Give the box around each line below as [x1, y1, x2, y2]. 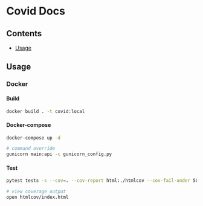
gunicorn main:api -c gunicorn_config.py [6, 151, 112, 158]
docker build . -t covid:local [6, 108, 85, 114]
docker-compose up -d [6, 135, 61, 141]
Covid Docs [6, 4, 65, 18]
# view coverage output [6, 188, 66, 195]
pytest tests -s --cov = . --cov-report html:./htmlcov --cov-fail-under [6, 178, 190, 184]
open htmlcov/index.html [6, 195, 69, 201]
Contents [6, 28, 42, 39]
